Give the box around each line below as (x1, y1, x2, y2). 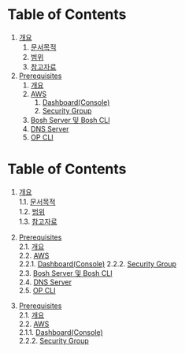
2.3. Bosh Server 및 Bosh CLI (18, 268, 113, 277)
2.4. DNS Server (18, 277, 72, 287)
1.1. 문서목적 (18, 197, 56, 206)
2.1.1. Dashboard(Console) (18, 327, 103, 336)
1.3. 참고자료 (18, 217, 57, 226)
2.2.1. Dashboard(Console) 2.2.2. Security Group (18, 258, 177, 269)
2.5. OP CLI (18, 285, 56, 295)
